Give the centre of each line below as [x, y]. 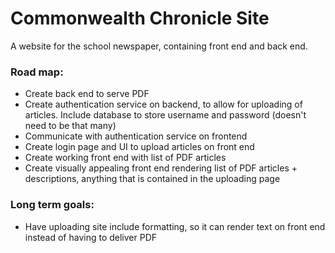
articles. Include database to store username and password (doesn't [165, 115]
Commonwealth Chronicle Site [140, 18]
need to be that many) [70, 126]
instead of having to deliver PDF [91, 237]
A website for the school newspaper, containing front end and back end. [159, 46]
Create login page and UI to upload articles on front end [139, 147]
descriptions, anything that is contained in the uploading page [152, 179]
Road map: [37, 72]
